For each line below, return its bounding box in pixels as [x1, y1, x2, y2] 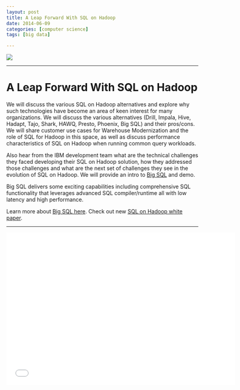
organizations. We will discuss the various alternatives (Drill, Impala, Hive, [6, 114, 191, 121]
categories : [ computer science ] [6, 26, 88, 32]
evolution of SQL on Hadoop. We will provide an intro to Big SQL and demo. [6, 171, 196, 178]
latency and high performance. [6, 196, 84, 204]
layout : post [6, 9, 40, 15]
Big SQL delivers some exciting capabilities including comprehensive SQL [6, 183, 191, 190]
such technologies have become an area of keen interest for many [6, 108, 173, 115]
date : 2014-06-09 [6, 20, 51, 26]
